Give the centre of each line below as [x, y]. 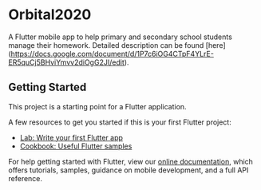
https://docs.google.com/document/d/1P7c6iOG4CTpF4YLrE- [112, 53]
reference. [25, 178]
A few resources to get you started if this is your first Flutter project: [120, 122]
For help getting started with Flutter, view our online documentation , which [131, 161]
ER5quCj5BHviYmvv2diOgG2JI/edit [67, 62]
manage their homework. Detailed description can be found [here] [117, 45]
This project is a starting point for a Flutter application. [97, 106]
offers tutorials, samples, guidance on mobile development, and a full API [129, 170]
